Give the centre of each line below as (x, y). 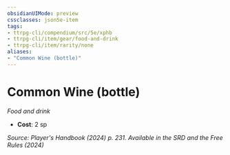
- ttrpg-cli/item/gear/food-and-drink (63, 39)
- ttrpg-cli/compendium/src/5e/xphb (60, 33)
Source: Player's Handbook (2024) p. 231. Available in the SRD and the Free (115, 137)
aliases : (20, 52)
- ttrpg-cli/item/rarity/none (51, 45)
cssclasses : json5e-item (43, 20)
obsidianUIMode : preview (43, 13)
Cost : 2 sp (32, 124)
